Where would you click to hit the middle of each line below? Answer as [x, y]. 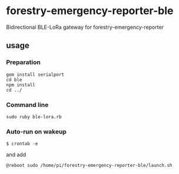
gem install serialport [35, 75]
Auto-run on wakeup [36, 132]
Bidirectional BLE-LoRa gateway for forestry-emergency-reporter [85, 27]
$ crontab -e [22, 144]
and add [16, 155]
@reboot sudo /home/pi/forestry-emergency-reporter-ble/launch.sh [89, 166]
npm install [21, 85]
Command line [27, 105]
